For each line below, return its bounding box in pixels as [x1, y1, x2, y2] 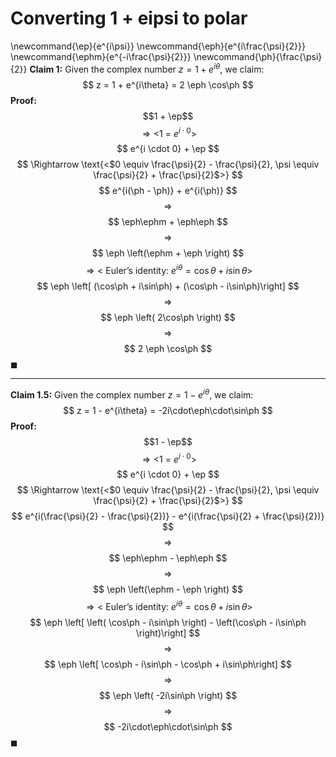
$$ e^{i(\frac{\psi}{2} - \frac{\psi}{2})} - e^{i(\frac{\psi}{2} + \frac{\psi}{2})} [11, 510, 325, 522]
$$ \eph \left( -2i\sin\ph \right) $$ [98, 689, 238, 701]
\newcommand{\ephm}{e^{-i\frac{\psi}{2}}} [10, 50, 192, 62]
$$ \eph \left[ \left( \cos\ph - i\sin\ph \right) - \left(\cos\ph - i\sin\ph [29, 616, 307, 628]
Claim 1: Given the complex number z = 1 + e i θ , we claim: [29, 61, 265, 75]
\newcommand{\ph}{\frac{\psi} [193, 50, 323, 62]
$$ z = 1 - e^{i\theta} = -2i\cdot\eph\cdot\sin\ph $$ [63, 404, 273, 416]
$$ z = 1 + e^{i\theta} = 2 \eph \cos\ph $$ [82, 78, 254, 91]
